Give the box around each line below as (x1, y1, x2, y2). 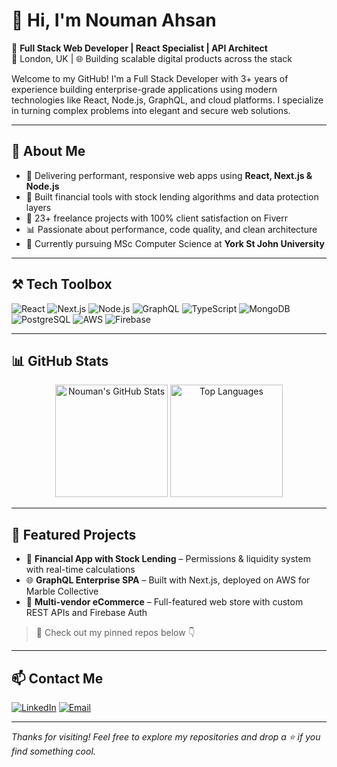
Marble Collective (25, 585, 99, 598)
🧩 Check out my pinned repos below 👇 (35, 627, 196, 639)
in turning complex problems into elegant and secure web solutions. (11, 104, 291, 116)
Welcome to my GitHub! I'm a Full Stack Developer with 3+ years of (11, 72, 289, 84)
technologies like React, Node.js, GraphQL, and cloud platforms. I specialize (11, 94, 324, 106)
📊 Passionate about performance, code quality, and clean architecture (25, 223, 318, 235)
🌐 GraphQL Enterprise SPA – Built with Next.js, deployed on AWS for (25, 574, 311, 586)
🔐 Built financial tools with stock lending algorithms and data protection (25, 190, 319, 203)
